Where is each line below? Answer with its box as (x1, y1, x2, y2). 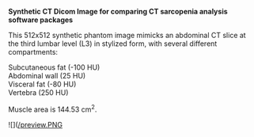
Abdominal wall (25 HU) (8, 71, 86, 80)
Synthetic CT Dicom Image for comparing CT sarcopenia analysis (8, 7, 228, 16)
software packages (8, 15, 74, 25)
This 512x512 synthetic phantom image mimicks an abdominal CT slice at (8, 31, 247, 40)
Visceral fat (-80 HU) (8, 79, 77, 89)
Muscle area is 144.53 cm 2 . (8, 103, 97, 114)
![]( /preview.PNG (8, 120, 63, 129)
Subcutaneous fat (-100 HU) (8, 63, 100, 72)
